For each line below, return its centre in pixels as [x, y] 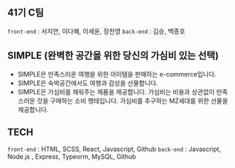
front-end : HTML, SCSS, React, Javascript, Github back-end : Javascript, [114, 149]
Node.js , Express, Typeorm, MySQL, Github [72, 157]
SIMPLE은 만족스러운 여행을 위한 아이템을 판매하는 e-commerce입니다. [117, 74]
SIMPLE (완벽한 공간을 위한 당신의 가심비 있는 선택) [113, 56]
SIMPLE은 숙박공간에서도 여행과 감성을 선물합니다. [88, 83]
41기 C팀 [26, 13]
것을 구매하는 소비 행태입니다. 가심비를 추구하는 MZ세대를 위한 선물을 [132, 101]
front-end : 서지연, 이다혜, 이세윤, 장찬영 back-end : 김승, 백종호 [97, 31]
